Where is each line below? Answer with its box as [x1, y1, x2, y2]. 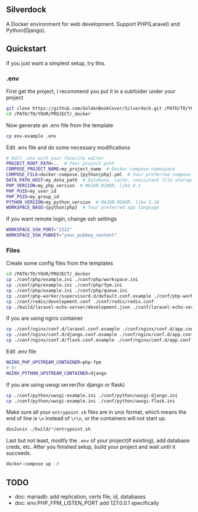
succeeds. [6, 449, 31, 457]
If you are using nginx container [6, 315, 84, 322]
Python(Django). [6, 27, 46, 34]
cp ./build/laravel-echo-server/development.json [6, 304, 131, 310]
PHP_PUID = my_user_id [6, 188, 57, 194]
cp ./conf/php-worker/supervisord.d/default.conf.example [6, 293, 151, 299]
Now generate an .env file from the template [6, 121, 114, 129]
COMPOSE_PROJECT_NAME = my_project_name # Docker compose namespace [6, 166, 176, 172]
